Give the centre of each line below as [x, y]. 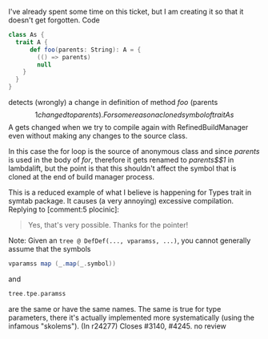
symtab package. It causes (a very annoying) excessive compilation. [121, 201]
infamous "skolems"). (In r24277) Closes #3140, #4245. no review [117, 326]
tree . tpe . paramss [37, 293]
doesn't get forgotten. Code [54, 20]
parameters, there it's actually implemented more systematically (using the [131, 317]
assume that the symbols [50, 249]
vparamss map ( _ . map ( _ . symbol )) [62, 264]
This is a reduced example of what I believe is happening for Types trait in [130, 192]
